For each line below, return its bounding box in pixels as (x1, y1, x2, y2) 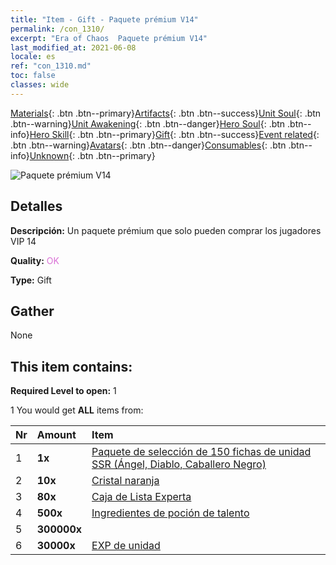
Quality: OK (10, 254, 60, 266)
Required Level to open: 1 (10, 385, 117, 397)
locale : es (10, 52, 56, 62)
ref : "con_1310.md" (10, 61, 92, 71)
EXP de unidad (91, 539, 161, 553)
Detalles (10, 198, 63, 215)
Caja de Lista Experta (91, 490, 192, 504)
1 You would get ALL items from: (10, 404, 144, 416)
